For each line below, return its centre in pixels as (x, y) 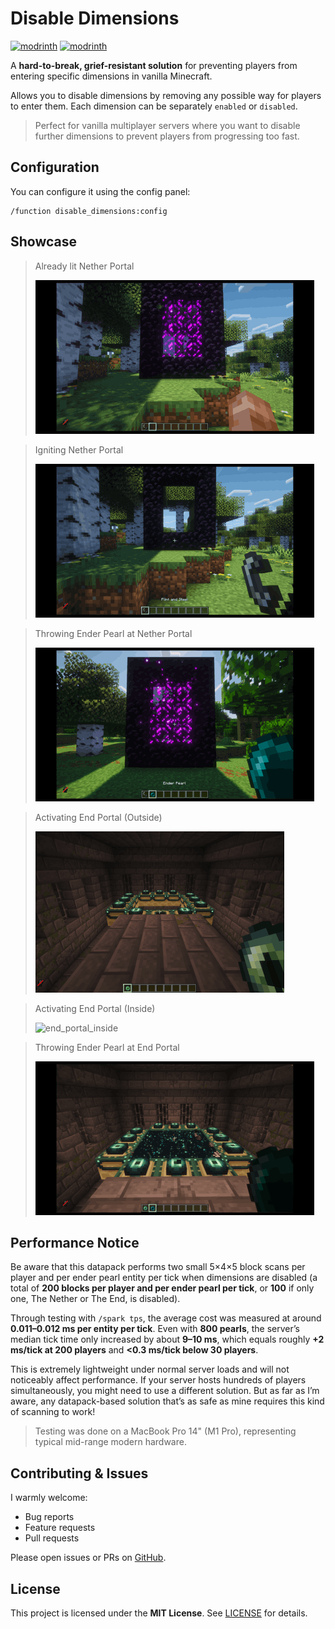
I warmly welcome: (49, 1498)
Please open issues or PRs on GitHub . (88, 1558)
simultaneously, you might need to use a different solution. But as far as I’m (165, 1391)
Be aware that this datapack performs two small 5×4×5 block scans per (158, 1267)
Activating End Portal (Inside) (95, 1008)
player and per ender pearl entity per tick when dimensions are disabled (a (164, 1278)
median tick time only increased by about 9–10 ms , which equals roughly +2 (167, 1339)
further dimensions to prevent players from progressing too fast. (167, 136)
